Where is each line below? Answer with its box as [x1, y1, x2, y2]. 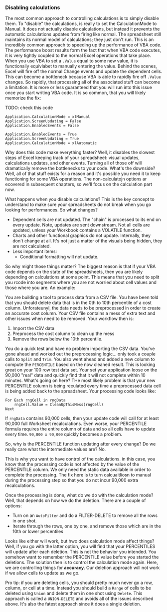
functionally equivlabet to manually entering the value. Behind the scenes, [5, 63, 157, 69]
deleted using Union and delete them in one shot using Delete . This [5, 590, 143, 596]
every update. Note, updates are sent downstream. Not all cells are [12, 222, 150, 228]
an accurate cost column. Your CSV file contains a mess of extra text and [5, 310, 156, 316]
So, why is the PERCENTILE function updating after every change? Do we [5, 441, 156, 447]
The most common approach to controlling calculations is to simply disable [5, 15, 160, 21]
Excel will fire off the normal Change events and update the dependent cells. [5, 68, 163, 74]
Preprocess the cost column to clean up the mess [12, 330, 115, 336]
